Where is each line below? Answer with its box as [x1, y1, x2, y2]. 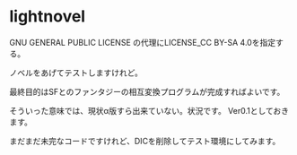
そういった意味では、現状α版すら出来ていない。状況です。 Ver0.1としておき [9, 105, 290, 116]
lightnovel [9, 6, 86, 27]
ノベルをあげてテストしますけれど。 [9, 67, 144, 78]
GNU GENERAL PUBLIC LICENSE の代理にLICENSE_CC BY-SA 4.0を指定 [9, 37, 276, 47]
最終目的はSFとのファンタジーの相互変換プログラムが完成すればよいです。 [9, 86, 285, 97]
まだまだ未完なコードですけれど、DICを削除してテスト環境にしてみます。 [9, 135, 281, 146]
